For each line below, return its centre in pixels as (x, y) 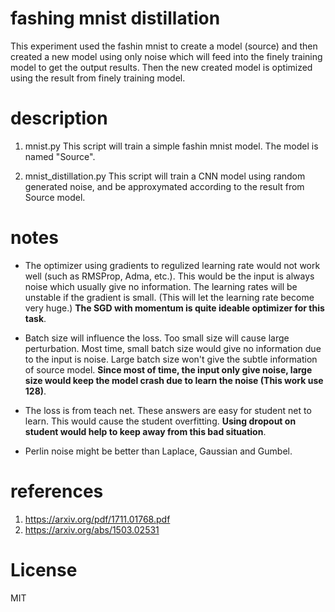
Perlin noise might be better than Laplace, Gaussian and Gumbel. (158, 451)
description (59, 118)
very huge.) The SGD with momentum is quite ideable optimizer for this (174, 308)
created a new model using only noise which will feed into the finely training (166, 56)
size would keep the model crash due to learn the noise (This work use (174, 380)
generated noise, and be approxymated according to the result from (164, 186)
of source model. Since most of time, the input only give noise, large (168, 369)
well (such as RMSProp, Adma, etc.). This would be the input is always (169, 276)
